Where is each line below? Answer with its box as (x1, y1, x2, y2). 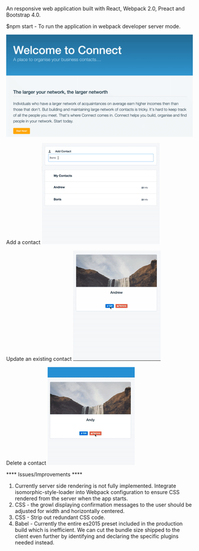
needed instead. (14, 539, 54, 546)
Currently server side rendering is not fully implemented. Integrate (14, 482, 176, 489)
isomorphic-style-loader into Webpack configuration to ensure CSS (14, 488, 180, 495)
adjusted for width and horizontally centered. (14, 507, 125, 514)
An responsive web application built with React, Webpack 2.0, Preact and (6, 5, 185, 12)
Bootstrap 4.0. (6, 11, 41, 18)
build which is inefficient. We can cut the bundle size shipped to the (14, 526, 180, 533)
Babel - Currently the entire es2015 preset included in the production (14, 520, 183, 527)
